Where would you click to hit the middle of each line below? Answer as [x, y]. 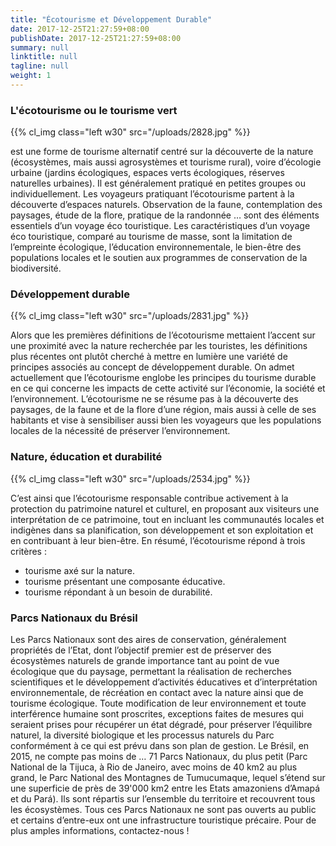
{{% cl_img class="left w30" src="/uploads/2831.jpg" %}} [130, 316]
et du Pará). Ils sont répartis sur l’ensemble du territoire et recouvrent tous [163, 799]
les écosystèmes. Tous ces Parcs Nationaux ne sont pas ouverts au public [163, 810]
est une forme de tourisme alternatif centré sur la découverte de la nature [162, 152]
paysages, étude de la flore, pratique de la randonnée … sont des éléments [165, 215]
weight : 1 [31, 76]
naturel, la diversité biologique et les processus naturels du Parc [142, 735]
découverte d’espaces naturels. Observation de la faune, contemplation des [166, 205]
